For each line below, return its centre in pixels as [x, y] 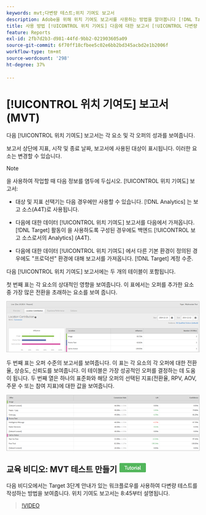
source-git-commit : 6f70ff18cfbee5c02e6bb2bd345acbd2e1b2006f [87, 45]
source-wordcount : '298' [38, 58]
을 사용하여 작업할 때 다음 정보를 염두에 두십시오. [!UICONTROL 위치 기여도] [97, 181]
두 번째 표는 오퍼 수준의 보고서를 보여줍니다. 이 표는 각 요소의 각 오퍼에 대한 [96, 363]
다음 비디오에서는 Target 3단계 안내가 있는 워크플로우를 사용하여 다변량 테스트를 [102, 486]
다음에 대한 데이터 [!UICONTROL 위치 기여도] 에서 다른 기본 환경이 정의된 [103, 251]
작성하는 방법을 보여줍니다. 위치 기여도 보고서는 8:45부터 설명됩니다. [88, 493]
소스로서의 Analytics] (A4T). [56, 238]
